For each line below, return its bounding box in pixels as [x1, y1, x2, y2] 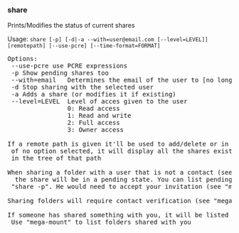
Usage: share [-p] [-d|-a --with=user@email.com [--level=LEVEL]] [7, 35, 208, 43]
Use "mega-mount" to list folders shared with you [11, 218, 192, 227]
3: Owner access [67, 126, 124, 134]
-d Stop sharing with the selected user [11, 83, 154, 92]
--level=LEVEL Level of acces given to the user [11, 97, 188, 106]
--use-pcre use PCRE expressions [11, 62, 128, 70]
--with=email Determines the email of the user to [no [11, 76, 214, 85]
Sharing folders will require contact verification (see [7, 197, 211, 205]
